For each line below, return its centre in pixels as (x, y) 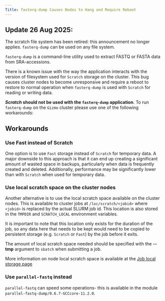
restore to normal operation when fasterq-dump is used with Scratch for (78, 87)
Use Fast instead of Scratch (39, 143)
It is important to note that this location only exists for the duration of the (79, 224)
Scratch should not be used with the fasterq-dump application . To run (77, 102)
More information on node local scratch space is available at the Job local (81, 259)
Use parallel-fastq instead (39, 277)
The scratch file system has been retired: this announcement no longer (78, 42)
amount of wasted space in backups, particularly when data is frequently (80, 164)
